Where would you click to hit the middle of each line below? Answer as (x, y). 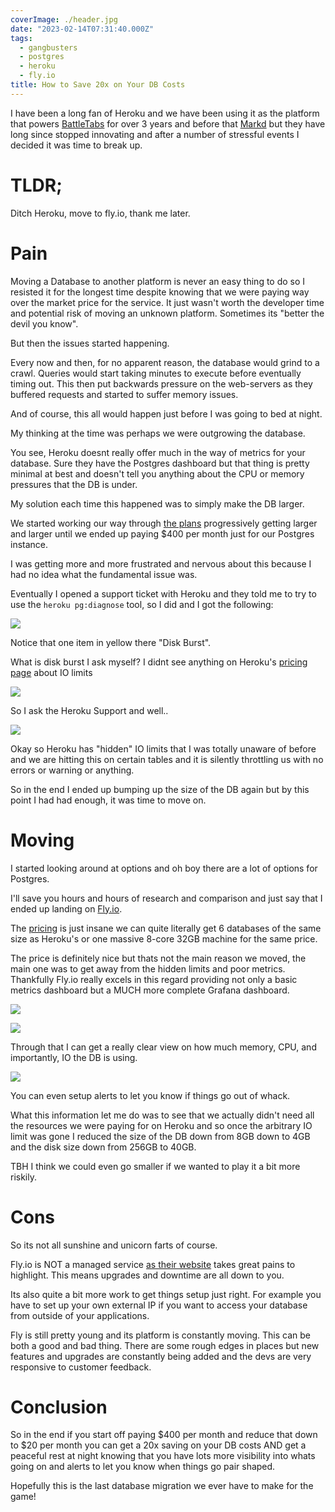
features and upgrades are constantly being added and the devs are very (161, 1356)
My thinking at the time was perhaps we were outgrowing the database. (158, 433)
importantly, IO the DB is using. (74, 1057)
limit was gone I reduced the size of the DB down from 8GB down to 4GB (160, 1136)
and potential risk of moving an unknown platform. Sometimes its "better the (167, 313)
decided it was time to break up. (76, 145)
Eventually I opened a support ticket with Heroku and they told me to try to (163, 593)
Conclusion (59, 1407)
